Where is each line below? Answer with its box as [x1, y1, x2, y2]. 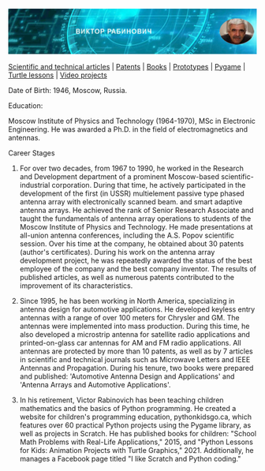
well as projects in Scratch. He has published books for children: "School [19, 428, 257, 438]
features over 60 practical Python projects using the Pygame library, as [19, 420, 252, 430]
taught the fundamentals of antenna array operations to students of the [19, 214, 252, 223]
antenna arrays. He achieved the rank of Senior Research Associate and [19, 205, 254, 215]
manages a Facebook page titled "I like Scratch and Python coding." [19, 454, 241, 463]
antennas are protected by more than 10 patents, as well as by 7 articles [19, 346, 254, 356]
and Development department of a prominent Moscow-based [19, 171, 219, 181]
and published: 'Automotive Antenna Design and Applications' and [19, 372, 235, 381]
